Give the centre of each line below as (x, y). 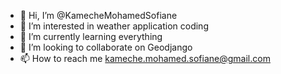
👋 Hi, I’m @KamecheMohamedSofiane (98, 15)
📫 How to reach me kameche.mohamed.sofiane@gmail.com (145, 58)
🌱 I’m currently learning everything (91, 36)
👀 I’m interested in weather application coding (114, 26)
